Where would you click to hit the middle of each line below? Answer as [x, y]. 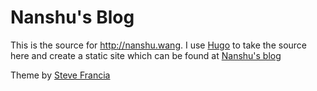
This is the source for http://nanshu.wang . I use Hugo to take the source [159, 45]
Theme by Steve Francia [60, 75]
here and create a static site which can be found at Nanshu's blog [146, 55]
